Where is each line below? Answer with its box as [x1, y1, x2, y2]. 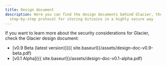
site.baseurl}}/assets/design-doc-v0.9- [73, 45, 154, 51]
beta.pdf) [12, 50, 32, 56]
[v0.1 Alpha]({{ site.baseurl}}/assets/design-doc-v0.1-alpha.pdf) [12, 56, 142, 62]
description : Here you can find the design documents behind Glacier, [5, 12, 154, 17]
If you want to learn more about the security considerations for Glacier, [5, 30, 150, 36]
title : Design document [5, 7, 54, 12]
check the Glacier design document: [5, 35, 79, 41]
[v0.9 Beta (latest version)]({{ [12, 45, 73, 51]
